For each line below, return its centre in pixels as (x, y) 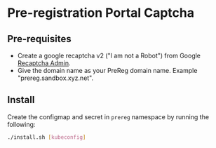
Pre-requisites (39, 39)
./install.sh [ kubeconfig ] (47, 137)
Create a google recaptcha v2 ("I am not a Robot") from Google (109, 55)
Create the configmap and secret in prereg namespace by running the (108, 116)
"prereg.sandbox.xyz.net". (55, 78)
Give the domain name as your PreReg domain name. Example (107, 70)
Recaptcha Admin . (44, 63)
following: (21, 124)
